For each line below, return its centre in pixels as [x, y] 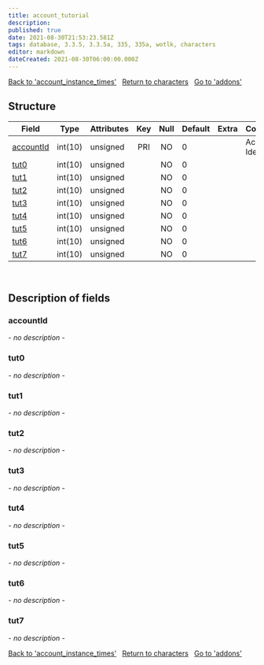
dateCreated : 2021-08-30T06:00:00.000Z [73, 60]
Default [196, 128]
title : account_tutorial [49, 15]
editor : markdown [37, 52]
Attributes [110, 128]
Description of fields [59, 299]
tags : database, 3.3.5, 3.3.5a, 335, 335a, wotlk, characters [112, 45]
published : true [35, 30]
